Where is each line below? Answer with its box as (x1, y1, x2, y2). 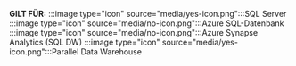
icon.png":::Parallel (9, 46, 79, 57)
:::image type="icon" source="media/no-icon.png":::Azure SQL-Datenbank (9, 18, 284, 29)
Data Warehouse (80, 46, 143, 57)
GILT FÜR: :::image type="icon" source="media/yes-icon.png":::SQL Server (9, 9, 287, 19)
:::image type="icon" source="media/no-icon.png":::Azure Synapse (9, 28, 259, 37)
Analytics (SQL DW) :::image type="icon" (9, 37, 160, 47)
